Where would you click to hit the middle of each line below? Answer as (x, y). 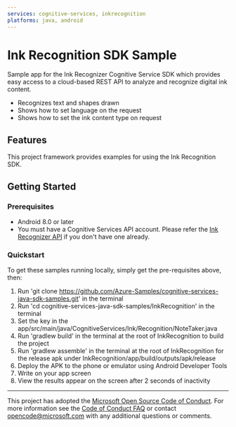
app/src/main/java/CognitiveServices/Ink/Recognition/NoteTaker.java (117, 329)
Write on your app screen (54, 374)
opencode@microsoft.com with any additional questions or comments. (110, 416)
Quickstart (26, 255)
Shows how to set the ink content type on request (90, 118)
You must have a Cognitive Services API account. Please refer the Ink (118, 229)
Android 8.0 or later (46, 221)
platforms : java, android (45, 20)
